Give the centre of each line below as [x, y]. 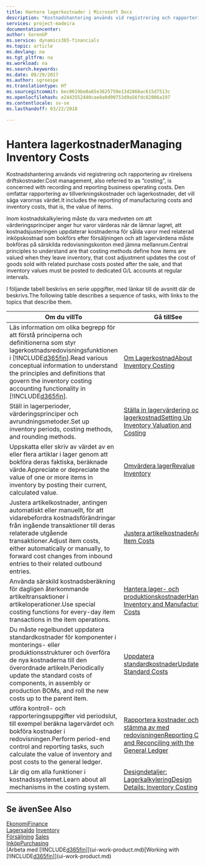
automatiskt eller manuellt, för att [56, 510]
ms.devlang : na [26, 52]
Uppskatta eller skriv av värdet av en [62, 447]
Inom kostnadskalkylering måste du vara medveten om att [79, 218]
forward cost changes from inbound [61, 556]
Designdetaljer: [145, 772]
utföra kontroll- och [38, 709]
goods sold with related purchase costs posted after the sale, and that [94, 264]
